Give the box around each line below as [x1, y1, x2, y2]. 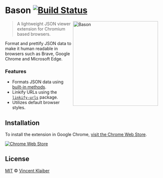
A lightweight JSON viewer [16, 21, 71, 27]
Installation [5, 119, 40, 127]
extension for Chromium [16, 26, 65, 31]
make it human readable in [5, 45, 58, 51]
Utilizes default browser [12, 100, 60, 105]
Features [5, 68, 27, 74]
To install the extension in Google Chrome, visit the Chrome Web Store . [5, 132, 147, 137]
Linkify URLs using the [12, 89, 57, 95]
